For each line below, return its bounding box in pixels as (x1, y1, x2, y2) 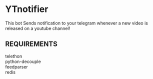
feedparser (5, 63, 28, 69)
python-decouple (5, 58, 41, 64)
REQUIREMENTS (5, 40, 57, 48)
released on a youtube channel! (5, 25, 70, 31)
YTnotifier (5, 3, 48, 15)
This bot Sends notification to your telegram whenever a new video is (5, 20, 148, 26)
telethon (5, 53, 22, 59)
